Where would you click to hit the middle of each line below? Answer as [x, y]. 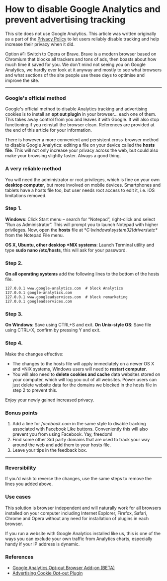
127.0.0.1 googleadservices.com [39, 301]
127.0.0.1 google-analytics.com [39, 293]
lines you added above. [29, 484]
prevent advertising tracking [65, 20]
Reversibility [21, 468]
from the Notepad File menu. [35, 235]
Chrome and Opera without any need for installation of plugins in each [77, 518]
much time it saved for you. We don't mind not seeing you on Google [75, 64]
